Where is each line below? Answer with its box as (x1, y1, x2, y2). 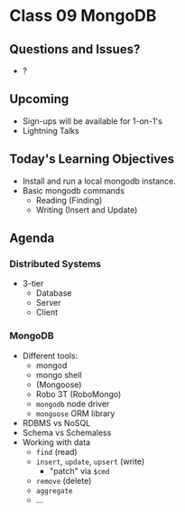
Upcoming (9, 91, 69, 107)
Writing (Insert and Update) (35, 204, 138, 215)
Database (35, 288, 72, 299)
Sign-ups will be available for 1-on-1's (22, 115, 162, 127)
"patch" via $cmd (49, 465, 110, 476)
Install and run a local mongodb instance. (22, 175, 176, 186)
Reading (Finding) (35, 194, 103, 205)
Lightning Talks (22, 125, 79, 136)
